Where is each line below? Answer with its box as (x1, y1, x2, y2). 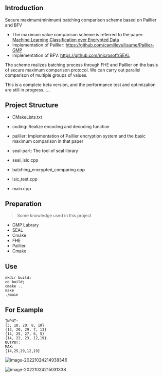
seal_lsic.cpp (12, 157, 38, 163)
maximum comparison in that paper (12, 138, 84, 144)
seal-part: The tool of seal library (12, 148, 78, 154)
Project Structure (5, 101, 58, 110)
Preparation (5, 200, 42, 208)
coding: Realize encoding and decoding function (12, 123, 109, 129)
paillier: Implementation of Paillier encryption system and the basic (12, 133, 146, 139)
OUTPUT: (5, 340, 21, 345)
